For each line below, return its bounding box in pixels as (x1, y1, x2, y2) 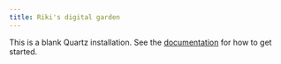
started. (9, 46, 38, 57)
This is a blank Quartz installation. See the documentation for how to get (9, 37, 272, 47)
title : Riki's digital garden (9, 12, 121, 22)
